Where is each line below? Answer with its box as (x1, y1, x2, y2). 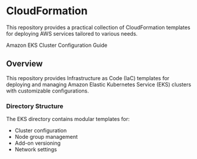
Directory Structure (6, 102, 63, 110)
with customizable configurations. (6, 87, 89, 94)
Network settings (14, 146, 58, 153)
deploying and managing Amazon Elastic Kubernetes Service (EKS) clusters (6, 81, 192, 88)
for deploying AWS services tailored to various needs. (6, 30, 138, 37)
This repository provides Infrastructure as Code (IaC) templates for (6, 74, 170, 81)
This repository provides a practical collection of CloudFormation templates (6, 24, 191, 31)
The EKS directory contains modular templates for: (6, 116, 130, 123)
